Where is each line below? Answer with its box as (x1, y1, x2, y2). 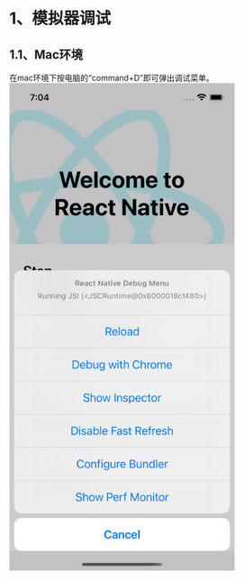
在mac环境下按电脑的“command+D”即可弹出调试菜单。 (9, 73, 214, 83)
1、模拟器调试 (9, 8, 112, 29)
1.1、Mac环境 (9, 47, 84, 62)
